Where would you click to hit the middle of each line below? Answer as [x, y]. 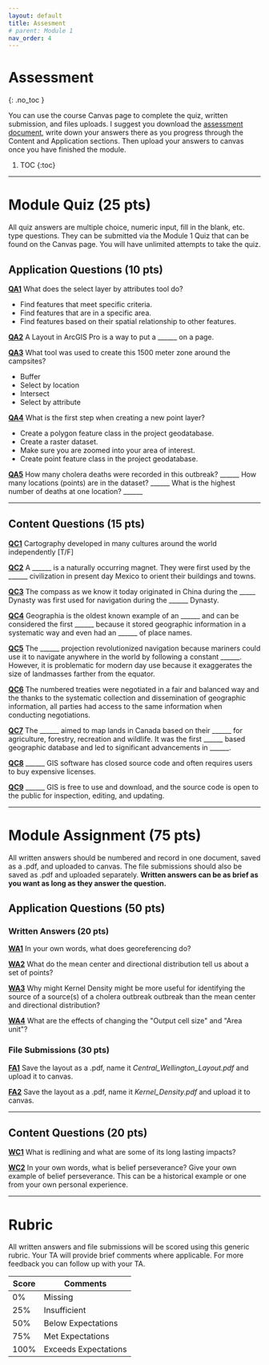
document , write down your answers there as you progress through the [126, 132]
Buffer [30, 376]
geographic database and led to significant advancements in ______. [120, 747]
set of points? [31, 973]
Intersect [34, 393]
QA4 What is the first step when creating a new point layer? [107, 417]
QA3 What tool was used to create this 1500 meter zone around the [119, 352]
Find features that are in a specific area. [86, 313]
